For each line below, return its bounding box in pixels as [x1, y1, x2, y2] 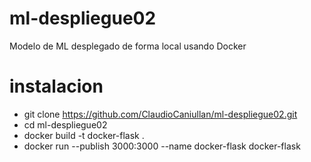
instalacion [9, 75, 104, 98]
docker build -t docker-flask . [23, 129, 145, 141]
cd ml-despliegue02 [23, 118, 108, 131]
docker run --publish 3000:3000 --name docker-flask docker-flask [23, 140, 301, 152]
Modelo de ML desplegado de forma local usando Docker [9, 40, 247, 52]
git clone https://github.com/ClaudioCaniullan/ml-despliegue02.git [23, 108, 298, 120]
